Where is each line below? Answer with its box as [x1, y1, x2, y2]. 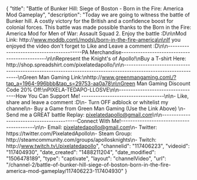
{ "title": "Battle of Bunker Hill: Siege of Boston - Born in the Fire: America [6, 5, 184, 12]
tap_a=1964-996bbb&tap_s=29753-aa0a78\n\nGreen [6, 80, 135, 87]
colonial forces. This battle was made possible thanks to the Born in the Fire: [6, 24, 192, 31]
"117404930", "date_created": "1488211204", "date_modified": [6, 149, 156, 155]
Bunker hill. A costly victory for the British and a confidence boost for [6, 18, 173, 24]
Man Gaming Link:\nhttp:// [38, 74, 102, 81]
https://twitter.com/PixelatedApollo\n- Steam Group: [6, 130, 132, 137]
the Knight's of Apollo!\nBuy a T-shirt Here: [81, 55, 186, 62]
